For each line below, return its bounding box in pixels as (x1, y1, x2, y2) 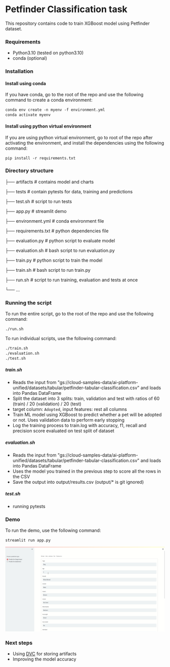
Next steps (5, 639, 33, 646)
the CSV (12, 474, 30, 480)
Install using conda (5, 80, 47, 87)
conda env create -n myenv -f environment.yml (5, 107, 105, 112)
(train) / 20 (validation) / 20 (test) (12, 401, 82, 407)
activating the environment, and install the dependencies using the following (5, 140, 164, 146)
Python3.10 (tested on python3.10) (12, 50, 84, 56)
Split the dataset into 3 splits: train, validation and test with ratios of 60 (12, 396, 160, 402)
